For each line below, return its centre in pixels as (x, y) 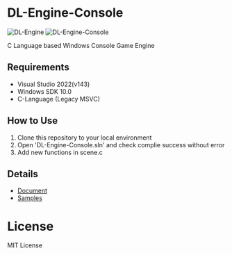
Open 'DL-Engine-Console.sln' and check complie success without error (121, 145)
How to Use (33, 121)
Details (23, 174)
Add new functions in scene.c (60, 152)
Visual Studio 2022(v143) (53, 84)
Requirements (38, 67)
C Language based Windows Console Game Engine (81, 45)
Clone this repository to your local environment (84, 138)
